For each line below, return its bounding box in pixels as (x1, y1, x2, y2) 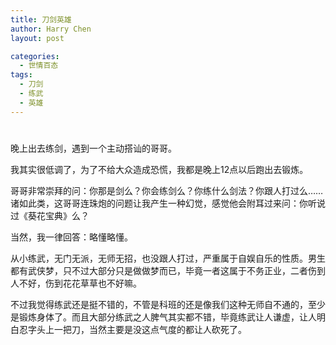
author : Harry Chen (10, 24, 92, 34)
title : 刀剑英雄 (10, 14, 72, 25)
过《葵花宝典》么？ (10, 209, 90, 221)
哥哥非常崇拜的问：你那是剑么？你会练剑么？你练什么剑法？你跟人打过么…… (10, 184, 324, 196)
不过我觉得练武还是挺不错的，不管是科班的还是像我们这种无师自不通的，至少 (10, 298, 326, 310)
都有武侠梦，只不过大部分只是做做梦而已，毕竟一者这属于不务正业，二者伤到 (10, 264, 326, 276)
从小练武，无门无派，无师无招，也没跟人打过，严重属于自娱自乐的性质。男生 (10, 252, 326, 264)
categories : (10, 51, 60, 61)
